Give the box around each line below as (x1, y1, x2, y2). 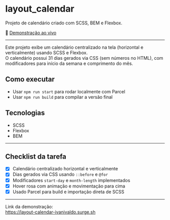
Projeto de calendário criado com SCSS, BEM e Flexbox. (5, 20, 122, 26)
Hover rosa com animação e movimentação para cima (12, 183, 125, 189)
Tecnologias (5, 108, 45, 117)
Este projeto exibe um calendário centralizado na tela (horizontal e (5, 44, 144, 50)
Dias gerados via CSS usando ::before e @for (12, 171, 108, 177)
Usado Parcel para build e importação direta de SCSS (12, 189, 124, 195)
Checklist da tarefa (5, 152, 67, 161)
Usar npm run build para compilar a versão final (12, 94, 113, 100)
